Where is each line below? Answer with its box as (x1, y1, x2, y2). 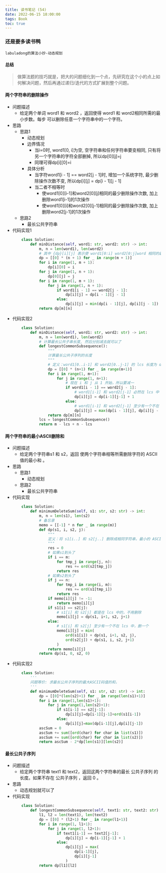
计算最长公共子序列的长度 (47, 353, 92, 358)
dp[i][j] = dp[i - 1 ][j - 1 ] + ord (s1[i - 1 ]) (65, 712, 141, 717)
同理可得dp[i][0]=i (34, 159, 72, 165)
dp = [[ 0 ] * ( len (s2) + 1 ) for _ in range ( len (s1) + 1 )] (39, 693, 146, 699)
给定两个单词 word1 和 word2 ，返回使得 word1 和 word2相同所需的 (19, 110, 157, 116)
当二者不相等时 (34, 184, 65, 190)
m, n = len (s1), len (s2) (39, 514, 90, 518)
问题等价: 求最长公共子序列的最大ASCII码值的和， (30, 680, 120, 685)
